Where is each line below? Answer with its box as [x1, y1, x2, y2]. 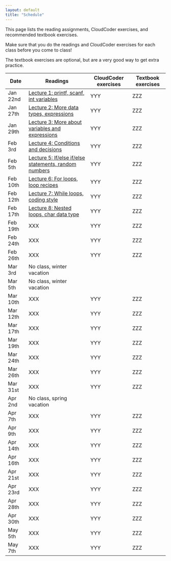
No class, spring [28, 395, 67, 402]
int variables [28, 95, 58, 102]
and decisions [28, 146, 62, 153]
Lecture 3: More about [28, 118, 82, 125]
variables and [28, 125, 61, 132]
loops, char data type [28, 211, 79, 218]
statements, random [28, 160, 76, 167]
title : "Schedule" [5, 12, 44, 17]
